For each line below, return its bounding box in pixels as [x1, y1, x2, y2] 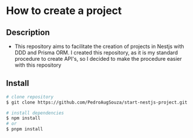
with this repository [14, 61, 62, 68]
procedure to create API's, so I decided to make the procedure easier [14, 56, 182, 62]
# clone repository [6, 94, 54, 100]
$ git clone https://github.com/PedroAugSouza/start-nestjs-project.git [6, 99, 188, 105]
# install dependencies [6, 110, 65, 116]
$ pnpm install [6, 126, 43, 132]
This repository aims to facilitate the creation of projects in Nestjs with [14, 43, 184, 50]
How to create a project [6, 4, 122, 18]
